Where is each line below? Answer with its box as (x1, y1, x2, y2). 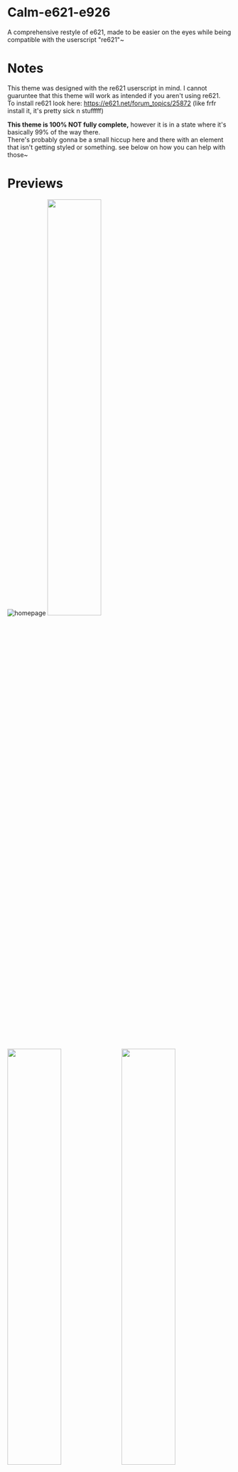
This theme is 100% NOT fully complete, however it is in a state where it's (7, 120, 227, 129)
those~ (7, 150, 28, 159)
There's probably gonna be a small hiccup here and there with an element (7, 135, 224, 144)
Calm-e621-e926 (7, 4, 111, 21)
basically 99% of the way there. (7, 127, 101, 136)
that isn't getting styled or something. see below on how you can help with (7, 143, 226, 151)
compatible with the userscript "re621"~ (7, 35, 124, 43)
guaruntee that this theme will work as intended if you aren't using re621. (7, 91, 221, 100)
